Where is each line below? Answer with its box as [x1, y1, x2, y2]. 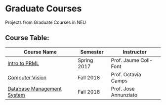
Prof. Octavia [111, 71, 142, 78]
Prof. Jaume [111, 56, 139, 63]
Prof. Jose [111, 85, 135, 92]
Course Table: [5, 34, 49, 42]
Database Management [7, 85, 62, 92]
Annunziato [111, 91, 138, 98]
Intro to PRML [7, 60, 40, 67]
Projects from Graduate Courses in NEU [5, 19, 86, 25]
